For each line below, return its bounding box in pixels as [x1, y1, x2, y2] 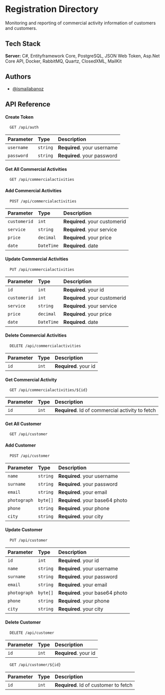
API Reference [5, 100, 51, 108]
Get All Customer [5, 421, 41, 427]
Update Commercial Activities [5, 256, 69, 262]
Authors [5, 73, 31, 81]
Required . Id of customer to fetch [54, 682, 133, 689]
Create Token [5, 114, 34, 120]
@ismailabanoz [12, 85, 44, 91]
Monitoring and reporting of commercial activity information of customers [5, 20, 156, 26]
